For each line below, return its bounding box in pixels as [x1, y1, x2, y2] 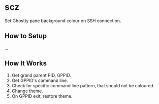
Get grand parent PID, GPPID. [11, 72, 71, 78]
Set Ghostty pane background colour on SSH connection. [4, 18, 121, 24]
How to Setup [4, 32, 47, 40]
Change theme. [11, 88, 43, 94]
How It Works [4, 59, 47, 68]
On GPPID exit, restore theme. [11, 93, 73, 99]
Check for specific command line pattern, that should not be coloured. [11, 82, 155, 88]
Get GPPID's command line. [11, 78, 68, 83]
